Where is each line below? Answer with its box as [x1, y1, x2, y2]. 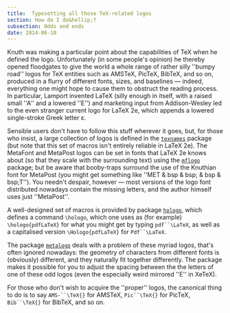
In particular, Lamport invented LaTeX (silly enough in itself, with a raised [7, 92, 212, 100]
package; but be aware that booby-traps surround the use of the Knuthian [7, 163, 216, 172]
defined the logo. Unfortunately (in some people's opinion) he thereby [7, 56, 205, 64]
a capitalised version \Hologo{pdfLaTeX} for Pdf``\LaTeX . [7, 228, 167, 236]
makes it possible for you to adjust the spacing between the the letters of [7, 263, 214, 271]
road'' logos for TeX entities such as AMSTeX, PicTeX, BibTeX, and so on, [7, 70, 214, 78]
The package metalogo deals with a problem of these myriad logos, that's [7, 241, 214, 249]
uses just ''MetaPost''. [7, 193, 70, 201]
